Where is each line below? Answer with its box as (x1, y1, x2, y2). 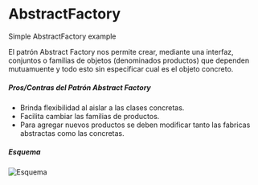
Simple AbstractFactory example (8, 31, 117, 41)
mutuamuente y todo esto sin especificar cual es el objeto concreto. (8, 64, 234, 73)
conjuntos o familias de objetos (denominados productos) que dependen (8, 55, 250, 65)
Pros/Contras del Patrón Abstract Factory (8, 82, 151, 92)
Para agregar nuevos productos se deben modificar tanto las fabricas (19, 120, 251, 129)
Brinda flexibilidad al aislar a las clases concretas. (19, 102, 185, 113)
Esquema (8, 146, 41, 157)
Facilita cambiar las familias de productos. (19, 111, 160, 121)
